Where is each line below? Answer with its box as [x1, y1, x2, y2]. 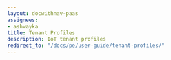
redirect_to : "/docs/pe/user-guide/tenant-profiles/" [7, 42, 165, 49]
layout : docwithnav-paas [7, 10, 79, 17]
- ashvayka [7, 23, 39, 30]
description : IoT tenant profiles [7, 36, 107, 43]
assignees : [7, 17, 39, 23]
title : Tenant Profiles [7, 29, 76, 37]
